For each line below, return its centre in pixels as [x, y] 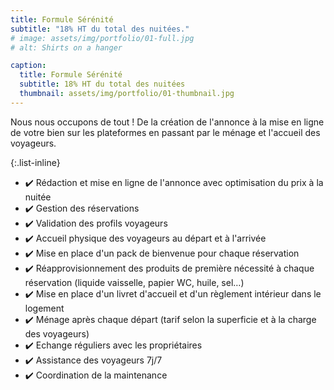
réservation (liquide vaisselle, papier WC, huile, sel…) [134, 282]
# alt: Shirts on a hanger [66, 47]
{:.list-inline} [35, 162]
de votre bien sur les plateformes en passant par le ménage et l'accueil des [165, 132]
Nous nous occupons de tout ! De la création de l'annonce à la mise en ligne [167, 122]
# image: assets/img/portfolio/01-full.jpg [102, 38]
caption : [28, 66]
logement [44, 308]
